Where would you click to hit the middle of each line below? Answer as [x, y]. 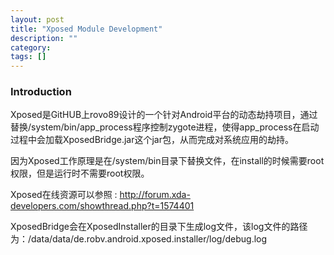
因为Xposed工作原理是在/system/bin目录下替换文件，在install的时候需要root [167, 161]
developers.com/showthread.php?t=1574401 [102, 206]
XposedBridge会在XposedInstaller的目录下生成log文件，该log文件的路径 [159, 227]
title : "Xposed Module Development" [86, 29]
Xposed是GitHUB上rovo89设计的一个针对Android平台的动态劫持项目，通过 [164, 115]
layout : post [37, 19]
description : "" [44, 38]
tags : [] [28, 57]
